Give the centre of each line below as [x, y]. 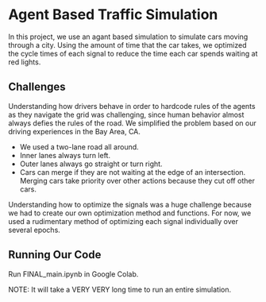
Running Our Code [55, 255]
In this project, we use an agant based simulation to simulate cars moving [128, 37]
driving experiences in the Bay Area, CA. [75, 131]
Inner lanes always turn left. [65, 155]
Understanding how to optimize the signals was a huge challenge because [130, 204]
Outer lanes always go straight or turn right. [91, 164]
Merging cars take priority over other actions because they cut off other [137, 180]
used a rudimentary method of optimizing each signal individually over [123, 221]
